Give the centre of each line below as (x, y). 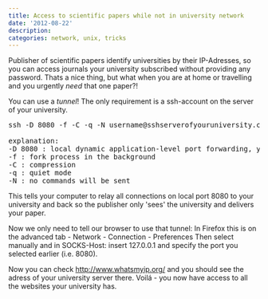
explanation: (34, 141)
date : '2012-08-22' (41, 23)
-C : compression (42, 165)
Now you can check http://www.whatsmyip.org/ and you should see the (126, 269)
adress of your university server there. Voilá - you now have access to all (128, 278)
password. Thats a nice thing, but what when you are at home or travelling (130, 77)
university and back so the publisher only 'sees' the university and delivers (131, 205)
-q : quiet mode (40, 173)
